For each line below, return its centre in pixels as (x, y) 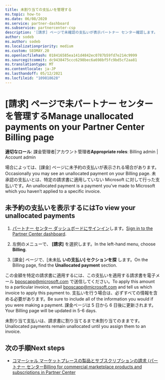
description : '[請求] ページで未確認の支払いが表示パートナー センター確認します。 (82, 32)
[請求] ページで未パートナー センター (79, 104)
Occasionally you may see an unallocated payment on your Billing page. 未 (81, 173)
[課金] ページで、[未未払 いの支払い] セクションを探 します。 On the (80, 259)
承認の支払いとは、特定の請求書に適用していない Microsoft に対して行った (80, 179)
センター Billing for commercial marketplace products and (84, 367)
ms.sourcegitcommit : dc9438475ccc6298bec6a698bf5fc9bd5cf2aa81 (71, 60)
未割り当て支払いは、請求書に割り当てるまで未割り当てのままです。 (74, 321)
